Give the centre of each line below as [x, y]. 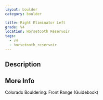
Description [23, 65]
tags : [10, 36]
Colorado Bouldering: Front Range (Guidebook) [52, 92]
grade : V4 [15, 27]
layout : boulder [21, 9]
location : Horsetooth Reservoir [37, 32]
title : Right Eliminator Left [35, 23]
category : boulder [23, 14]
